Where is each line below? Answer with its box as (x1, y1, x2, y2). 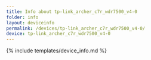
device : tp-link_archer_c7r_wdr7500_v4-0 (6, 31, 111, 37)
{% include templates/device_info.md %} (6, 47, 107, 54)
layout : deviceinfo (6, 20, 55, 26)
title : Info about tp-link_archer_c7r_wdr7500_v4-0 (6, 8, 137, 15)
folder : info (6, 14, 39, 20)
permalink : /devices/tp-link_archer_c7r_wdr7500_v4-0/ (6, 25, 146, 31)
